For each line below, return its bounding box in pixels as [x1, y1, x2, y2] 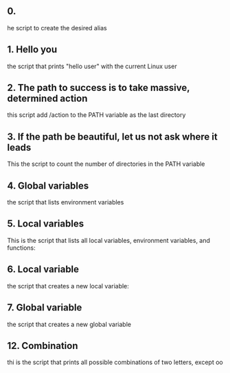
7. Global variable [7, 302, 82, 314]
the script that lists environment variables [7, 198, 124, 206]
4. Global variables [7, 180, 89, 191]
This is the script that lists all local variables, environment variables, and [7, 236, 211, 244]
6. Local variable [7, 264, 80, 275]
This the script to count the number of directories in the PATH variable [7, 160, 205, 168]
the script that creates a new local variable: [7, 281, 129, 290]
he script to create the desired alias [7, 23, 108, 32]
